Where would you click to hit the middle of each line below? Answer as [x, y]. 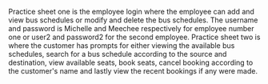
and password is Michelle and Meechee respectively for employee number [131, 28]
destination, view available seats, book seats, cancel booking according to [131, 62]
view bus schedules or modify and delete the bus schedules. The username [133, 20]
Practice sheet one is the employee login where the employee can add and [131, 12]
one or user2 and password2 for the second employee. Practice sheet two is [134, 37]
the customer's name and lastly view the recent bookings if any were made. [133, 71]
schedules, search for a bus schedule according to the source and [118, 54]
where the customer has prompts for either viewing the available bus [122, 46]
